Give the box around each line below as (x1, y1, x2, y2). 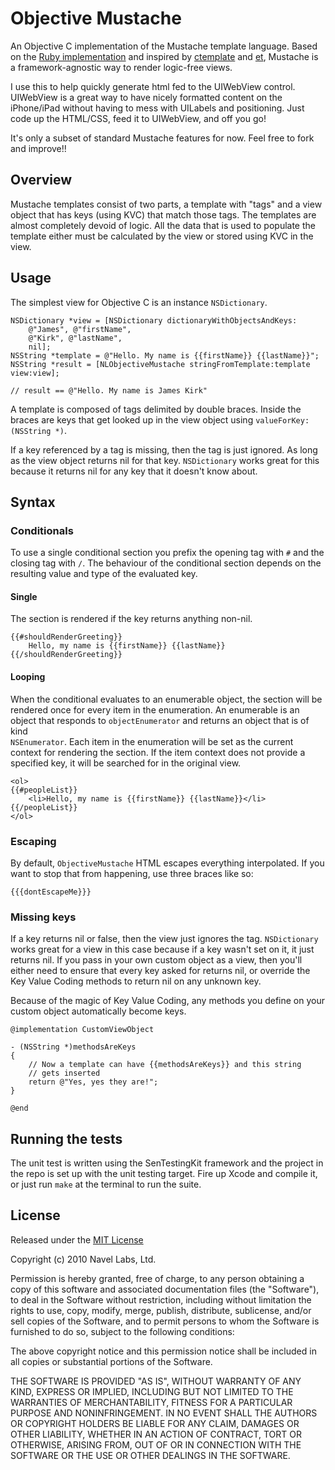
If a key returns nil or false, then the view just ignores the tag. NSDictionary (10, 933, 319, 945)
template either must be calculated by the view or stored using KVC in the (10, 230, 314, 242)
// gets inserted (28, 1068, 101, 1079)
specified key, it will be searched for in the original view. (10, 757, 242, 769)
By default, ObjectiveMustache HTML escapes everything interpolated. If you (10, 857, 325, 869)
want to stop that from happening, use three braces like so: (10, 867, 254, 879)
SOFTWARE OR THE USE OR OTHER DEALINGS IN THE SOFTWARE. (10, 1449, 291, 1461)
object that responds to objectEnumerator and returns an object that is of (10, 714, 310, 726)
